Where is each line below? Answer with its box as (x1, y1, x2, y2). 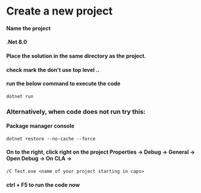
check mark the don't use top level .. (6, 66, 100, 73)
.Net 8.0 (6, 38, 27, 46)
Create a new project (6, 4, 113, 18)
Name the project (6, 24, 51, 31)
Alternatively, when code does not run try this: (6, 107, 146, 116)
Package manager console (6, 122, 75, 129)
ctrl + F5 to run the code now (6, 181, 80, 188)
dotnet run (6, 93, 34, 99)
